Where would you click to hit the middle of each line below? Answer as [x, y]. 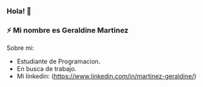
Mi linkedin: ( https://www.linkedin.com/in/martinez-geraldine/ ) [106, 77]
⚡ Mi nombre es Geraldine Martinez [68, 30]
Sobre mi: [20, 48]
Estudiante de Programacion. [58, 61]
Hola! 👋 [19, 11]
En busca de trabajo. [47, 69]
